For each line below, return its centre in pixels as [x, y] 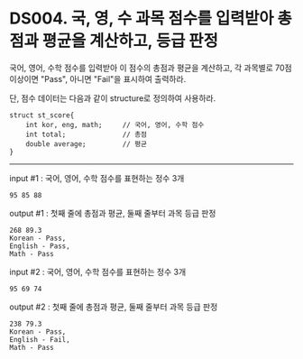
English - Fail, [40, 339]
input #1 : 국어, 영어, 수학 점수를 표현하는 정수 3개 [97, 178]
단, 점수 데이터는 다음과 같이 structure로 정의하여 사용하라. [113, 98]
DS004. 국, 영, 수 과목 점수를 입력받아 [142, 18]
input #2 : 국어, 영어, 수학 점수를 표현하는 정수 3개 [98, 272]
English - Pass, [40, 246]
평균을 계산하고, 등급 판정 [130, 41]
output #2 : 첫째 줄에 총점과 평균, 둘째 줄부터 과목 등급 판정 [114, 307]
